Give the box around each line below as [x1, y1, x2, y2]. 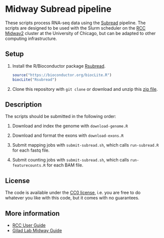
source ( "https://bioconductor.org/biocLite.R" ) [12, 73, 112, 78]
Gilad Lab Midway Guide [12, 227, 63, 233]
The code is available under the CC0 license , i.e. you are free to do [5, 190, 141, 196]
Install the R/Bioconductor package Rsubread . [12, 63, 106, 69]
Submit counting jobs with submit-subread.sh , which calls [12, 157, 130, 163]
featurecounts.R [12, 163, 46, 168]
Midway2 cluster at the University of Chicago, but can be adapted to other [5, 30, 156, 36]
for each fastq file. [12, 147, 50, 154]
